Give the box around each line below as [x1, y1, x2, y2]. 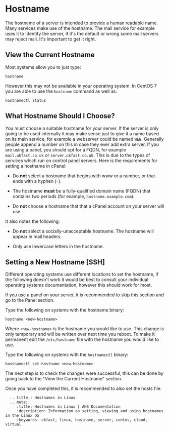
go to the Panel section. [5, 297, 54, 303]
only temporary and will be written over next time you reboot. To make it [5, 331, 155, 337]
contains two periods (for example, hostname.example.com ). [12, 193, 135, 199]
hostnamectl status [5, 98, 46, 103]
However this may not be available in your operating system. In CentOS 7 [5, 83, 157, 89]
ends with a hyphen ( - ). [12, 178, 62, 184]
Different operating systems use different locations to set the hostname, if [5, 271, 159, 278]
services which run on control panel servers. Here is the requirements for [5, 158, 158, 164]
